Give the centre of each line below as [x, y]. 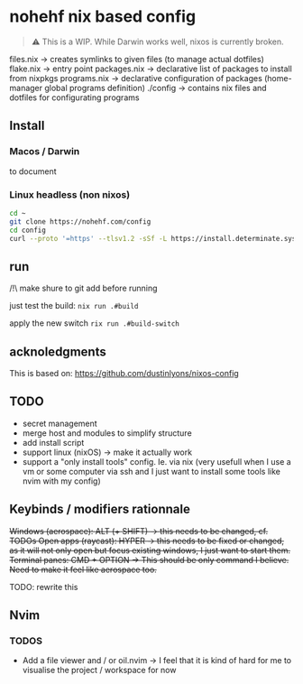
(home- [278, 78]
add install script [53, 442]
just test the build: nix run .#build [74, 306]
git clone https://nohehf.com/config [80, 222]
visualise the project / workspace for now [99, 670]
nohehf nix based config [103, 17]
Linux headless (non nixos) [70, 194]
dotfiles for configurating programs [74, 97]
